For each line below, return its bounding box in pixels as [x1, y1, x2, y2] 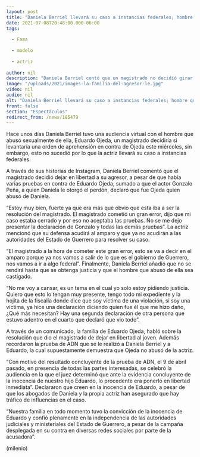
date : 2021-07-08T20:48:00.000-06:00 [6, 20, 100, 26]
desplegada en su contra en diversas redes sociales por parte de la [6, 427, 171, 434]
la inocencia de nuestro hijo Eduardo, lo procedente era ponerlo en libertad [6, 377, 190, 385]
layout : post [6, 8, 39, 15]
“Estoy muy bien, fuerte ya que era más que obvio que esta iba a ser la [6, 204, 180, 212]
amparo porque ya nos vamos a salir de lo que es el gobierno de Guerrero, [6, 254, 189, 261]
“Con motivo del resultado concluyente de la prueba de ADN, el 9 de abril [6, 359, 186, 366]
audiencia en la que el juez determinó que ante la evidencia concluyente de [6, 371, 191, 378]
